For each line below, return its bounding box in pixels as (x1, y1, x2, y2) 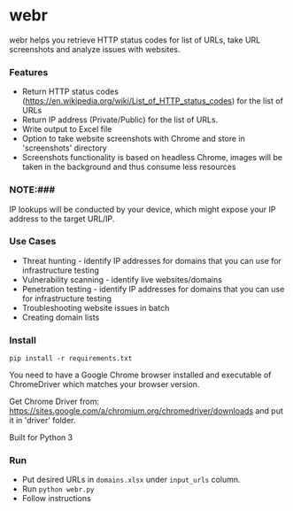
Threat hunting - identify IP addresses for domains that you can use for (21, 255, 281, 266)
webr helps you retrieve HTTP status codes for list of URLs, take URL (9, 35, 261, 45)
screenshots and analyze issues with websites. (9, 43, 181, 54)
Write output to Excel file (21, 124, 112, 135)
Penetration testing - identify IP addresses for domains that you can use (21, 283, 285, 294)
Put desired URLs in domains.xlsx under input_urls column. (21, 475, 241, 485)
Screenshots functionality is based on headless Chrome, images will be (21, 152, 283, 163)
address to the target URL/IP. (9, 213, 115, 224)
